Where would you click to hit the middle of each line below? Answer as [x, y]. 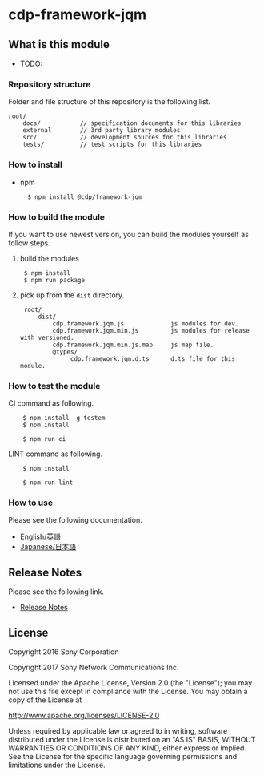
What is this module [59, 44]
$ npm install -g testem [64, 418]
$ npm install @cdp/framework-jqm [85, 197]
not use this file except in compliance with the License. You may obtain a [128, 692]
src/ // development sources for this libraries [125, 138]
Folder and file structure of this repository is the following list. [110, 102]
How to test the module [54, 386]
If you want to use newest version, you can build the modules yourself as [129, 234]
